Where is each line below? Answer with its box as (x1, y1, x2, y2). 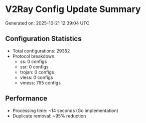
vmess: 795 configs (20, 79, 61, 85)
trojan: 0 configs (20, 69, 54, 75)
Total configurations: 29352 (12, 47, 70, 53)
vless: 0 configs (20, 74, 53, 80)
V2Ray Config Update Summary (5, 3, 141, 15)
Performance (5, 94, 48, 103)
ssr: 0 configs (20, 63, 49, 69)
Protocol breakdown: (12, 53, 56, 59)
